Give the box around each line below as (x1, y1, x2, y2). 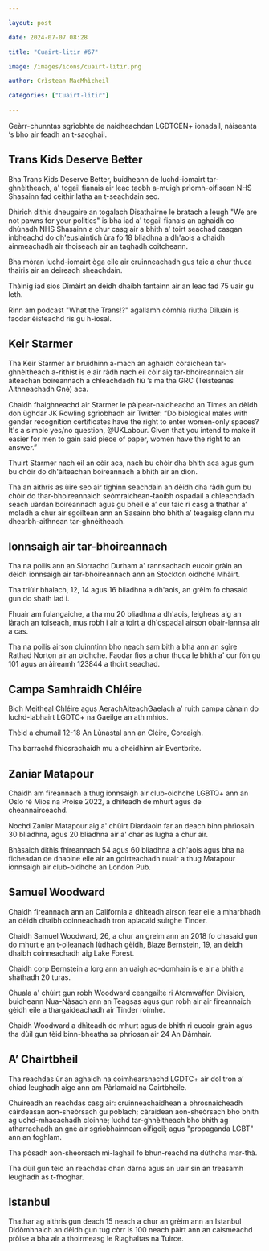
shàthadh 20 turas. (8, 972, 71, 982)
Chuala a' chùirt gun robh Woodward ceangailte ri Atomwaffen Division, (8, 988, 246, 997)
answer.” (8, 442, 38, 452)
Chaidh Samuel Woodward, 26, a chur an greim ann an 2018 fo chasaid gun (8, 931, 259, 940)
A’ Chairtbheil (8, 1052, 79, 1067)
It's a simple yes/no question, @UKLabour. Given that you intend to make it (8, 425, 256, 435)
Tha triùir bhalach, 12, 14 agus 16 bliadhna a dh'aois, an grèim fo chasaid (8, 585, 248, 595)
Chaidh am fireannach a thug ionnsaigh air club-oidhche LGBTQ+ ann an (8, 788, 249, 798)
